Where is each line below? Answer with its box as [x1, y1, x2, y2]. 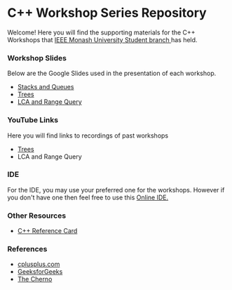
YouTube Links [7, 115, 58, 125]
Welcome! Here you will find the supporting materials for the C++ [7, 28, 196, 37]
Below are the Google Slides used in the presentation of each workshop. [7, 69, 217, 78]
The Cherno [17, 275, 53, 284]
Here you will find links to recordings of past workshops [7, 131, 169, 140]
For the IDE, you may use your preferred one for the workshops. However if [7, 185, 225, 194]
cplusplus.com [17, 260, 60, 268]
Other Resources [7, 211, 67, 220]
